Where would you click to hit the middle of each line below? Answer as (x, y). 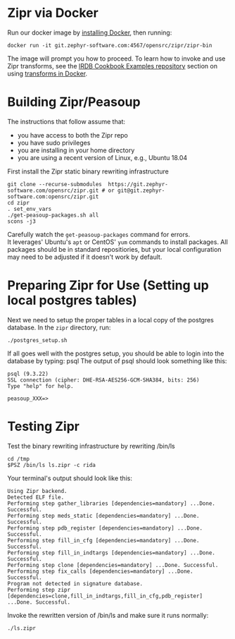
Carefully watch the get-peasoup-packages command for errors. (99, 234)
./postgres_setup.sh (38, 340)
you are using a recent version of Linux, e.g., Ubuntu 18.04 (102, 157)
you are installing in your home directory (76, 150)
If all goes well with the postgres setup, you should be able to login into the (116, 353)
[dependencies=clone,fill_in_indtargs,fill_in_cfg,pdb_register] (105, 596)
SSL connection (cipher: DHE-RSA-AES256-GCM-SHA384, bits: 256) (103, 380)
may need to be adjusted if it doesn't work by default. (85, 257)
